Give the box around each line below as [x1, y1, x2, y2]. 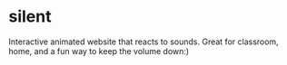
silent [8, 6, 52, 27]
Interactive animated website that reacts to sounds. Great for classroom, [8, 36, 279, 47]
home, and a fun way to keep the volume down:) [8, 45, 190, 56]
